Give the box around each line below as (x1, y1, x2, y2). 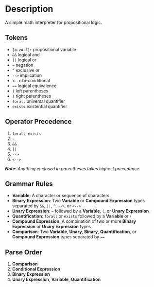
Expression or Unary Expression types (12, 224, 91, 230)
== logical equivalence (12, 83, 57, 89)
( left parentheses (12, 88, 49, 93)
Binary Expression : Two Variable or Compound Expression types (12, 198, 145, 204)
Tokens (5, 34, 28, 42)
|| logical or (12, 57, 36, 63)
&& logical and (12, 52, 40, 57)
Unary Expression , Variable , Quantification (12, 276, 101, 283)
